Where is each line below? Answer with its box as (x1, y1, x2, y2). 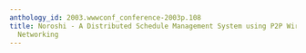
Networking (17, 30, 59, 39)
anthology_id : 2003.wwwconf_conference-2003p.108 (9, 13, 202, 22)
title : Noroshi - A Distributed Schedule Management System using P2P (9, 22, 283, 31)
